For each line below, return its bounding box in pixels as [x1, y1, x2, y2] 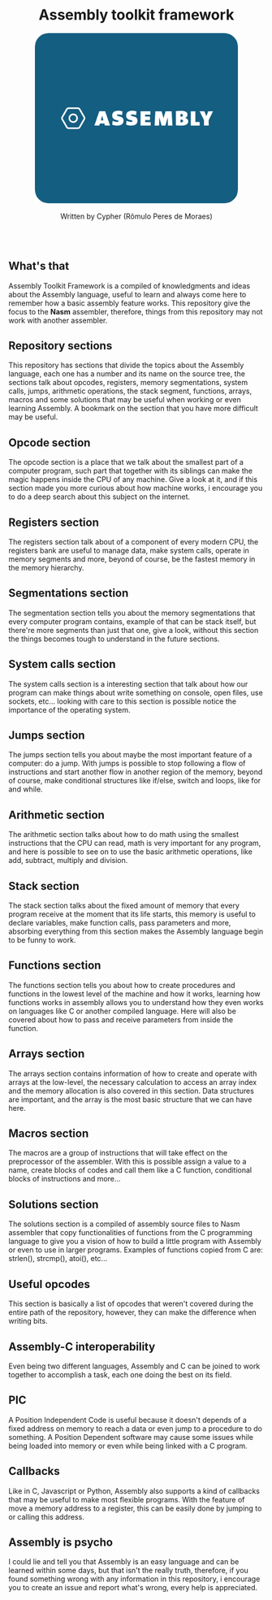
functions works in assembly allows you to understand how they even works [8, 997, 264, 1007]
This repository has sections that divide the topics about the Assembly [8, 360, 244, 371]
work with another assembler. [8, 315, 108, 325]
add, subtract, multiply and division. [8, 856, 128, 865]
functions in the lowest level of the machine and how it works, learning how [8, 989, 261, 999]
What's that [8, 259, 70, 273]
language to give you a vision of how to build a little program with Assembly [8, 1237, 261, 1247]
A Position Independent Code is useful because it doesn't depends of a [8, 1415, 248, 1424]
